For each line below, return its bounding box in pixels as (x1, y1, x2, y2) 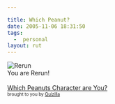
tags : (7, 29, 23, 36)
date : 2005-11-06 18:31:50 (7, 22, 86, 30)
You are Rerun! (7, 69, 50, 77)
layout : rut (7, 43, 42, 50)
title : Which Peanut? (7, 16, 70, 23)
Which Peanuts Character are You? (7, 84, 108, 92)
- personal (13, 36, 49, 43)
